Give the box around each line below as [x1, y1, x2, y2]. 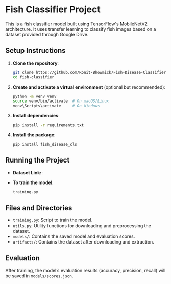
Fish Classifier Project [5, 4, 101, 15]
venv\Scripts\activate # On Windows [12, 104, 100, 109]
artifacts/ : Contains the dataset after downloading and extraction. [12, 239, 154, 245]
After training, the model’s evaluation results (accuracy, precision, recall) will [5, 268, 166, 274]
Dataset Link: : [12, 169, 43, 175]
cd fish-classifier [12, 74, 55, 80]
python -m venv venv [12, 94, 57, 99]
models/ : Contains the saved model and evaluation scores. [12, 233, 135, 239]
